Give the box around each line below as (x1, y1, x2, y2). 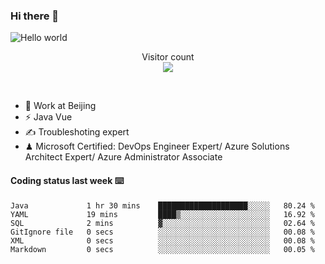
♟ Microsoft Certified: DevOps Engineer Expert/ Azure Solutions (24, 140, 290, 153)
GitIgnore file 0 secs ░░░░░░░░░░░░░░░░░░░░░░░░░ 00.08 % (10, 227, 315, 237)
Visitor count (141, 51, 195, 63)
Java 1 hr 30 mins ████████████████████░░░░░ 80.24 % (10, 200, 315, 211)
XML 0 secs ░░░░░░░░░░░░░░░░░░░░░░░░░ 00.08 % (10, 235, 315, 246)
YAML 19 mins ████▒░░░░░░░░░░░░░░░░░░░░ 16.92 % (10, 209, 315, 219)
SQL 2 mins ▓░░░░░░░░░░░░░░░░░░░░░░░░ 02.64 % (10, 218, 315, 228)
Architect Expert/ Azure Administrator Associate (24, 151, 223, 163)
